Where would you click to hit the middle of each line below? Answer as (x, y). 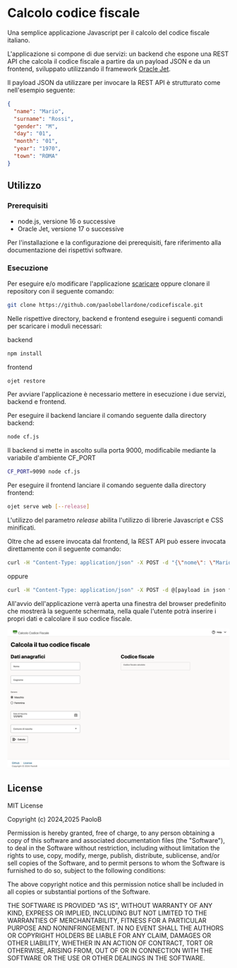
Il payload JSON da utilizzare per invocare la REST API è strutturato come (114, 82)
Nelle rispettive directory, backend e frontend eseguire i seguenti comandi (115, 318)
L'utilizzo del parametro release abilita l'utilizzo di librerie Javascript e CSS (115, 520)
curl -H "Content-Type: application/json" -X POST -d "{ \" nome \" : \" (112, 563)
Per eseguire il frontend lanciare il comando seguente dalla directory (107, 485)
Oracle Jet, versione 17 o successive (71, 228)
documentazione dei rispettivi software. (65, 250)
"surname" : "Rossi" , (44, 119)
